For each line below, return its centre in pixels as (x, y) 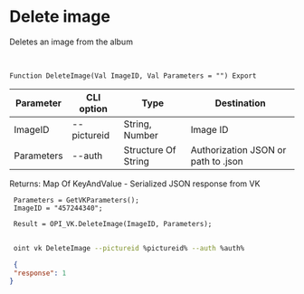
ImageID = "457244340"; (58, 208)
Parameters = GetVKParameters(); (76, 200)
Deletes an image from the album (71, 42)
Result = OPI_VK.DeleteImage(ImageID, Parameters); (113, 223)
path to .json (217, 161)
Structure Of (150, 149)
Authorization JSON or (238, 149)
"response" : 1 (40, 273)
